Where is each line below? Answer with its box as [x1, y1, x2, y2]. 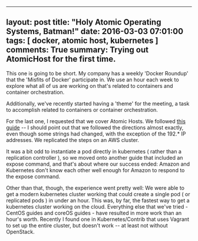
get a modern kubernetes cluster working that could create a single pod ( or [6, 190, 190, 197]
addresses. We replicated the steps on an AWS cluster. [6, 136, 140, 143]
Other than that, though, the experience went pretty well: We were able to [6, 184, 184, 192]
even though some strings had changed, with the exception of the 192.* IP [6, 130, 186, 137]
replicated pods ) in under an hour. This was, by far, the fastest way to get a [6, 197, 190, 204]
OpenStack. [6, 228, 35, 235]
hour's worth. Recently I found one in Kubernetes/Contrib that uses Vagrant [6, 216, 190, 223]
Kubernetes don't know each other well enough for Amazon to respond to [6, 166, 185, 174]
